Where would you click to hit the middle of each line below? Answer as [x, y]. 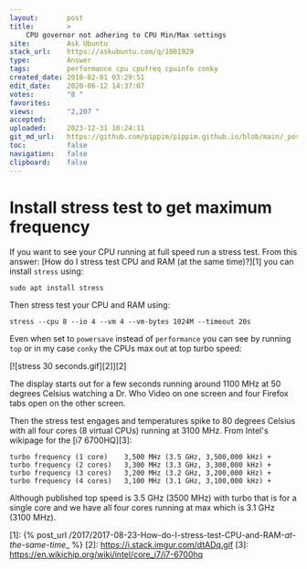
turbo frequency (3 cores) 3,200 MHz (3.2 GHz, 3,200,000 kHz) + [141, 473]
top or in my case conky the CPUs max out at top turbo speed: [126, 349]
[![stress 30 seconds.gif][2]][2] [68, 366]
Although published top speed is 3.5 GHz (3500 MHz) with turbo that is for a [153, 498]
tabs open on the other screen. [68, 404]
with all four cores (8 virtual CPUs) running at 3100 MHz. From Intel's [139, 431]
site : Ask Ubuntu [58, 43]
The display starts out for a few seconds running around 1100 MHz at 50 [145, 384]
